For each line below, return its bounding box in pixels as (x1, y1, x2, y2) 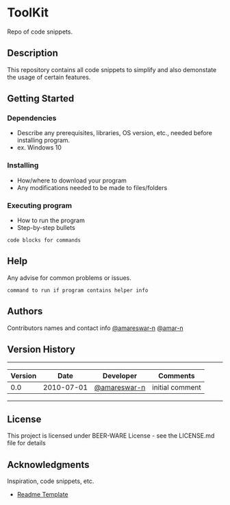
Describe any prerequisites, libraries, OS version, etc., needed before (16, 129, 213, 137)
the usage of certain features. (7, 73, 91, 81)
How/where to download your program (16, 176, 127, 185)
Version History (7, 344, 75, 355)
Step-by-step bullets (16, 224, 75, 232)
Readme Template (16, 491, 68, 499)
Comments (158, 371, 195, 381)
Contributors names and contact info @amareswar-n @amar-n (7, 324, 183, 332)
